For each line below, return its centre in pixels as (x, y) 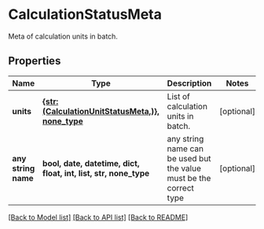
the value (184, 168)
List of (179, 96)
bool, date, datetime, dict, (91, 163)
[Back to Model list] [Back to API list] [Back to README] (98, 217)
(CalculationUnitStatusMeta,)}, (101, 111)
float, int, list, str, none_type (96, 173)
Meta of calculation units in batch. (63, 36)
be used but (189, 158)
